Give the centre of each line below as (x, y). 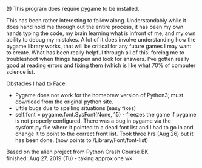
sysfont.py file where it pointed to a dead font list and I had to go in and (104, 127)
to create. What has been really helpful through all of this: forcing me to (96, 53)
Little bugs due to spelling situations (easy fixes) (76, 108)
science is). (21, 72)
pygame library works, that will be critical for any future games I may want (99, 46)
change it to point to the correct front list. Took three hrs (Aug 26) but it (104, 134)
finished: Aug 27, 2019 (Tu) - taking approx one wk (69, 158)
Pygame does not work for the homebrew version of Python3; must (99, 95)
